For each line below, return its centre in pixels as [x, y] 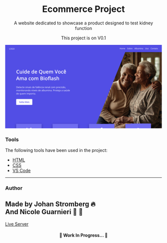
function [83, 28]
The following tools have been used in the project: [56, 150]
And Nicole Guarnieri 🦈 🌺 [44, 212]
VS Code [21, 170]
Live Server [17, 224]
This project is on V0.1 [83, 38]
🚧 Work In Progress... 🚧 [83, 236]
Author [14, 188]
